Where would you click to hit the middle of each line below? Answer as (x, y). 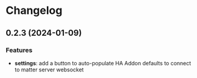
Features (19, 50)
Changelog (34, 11)
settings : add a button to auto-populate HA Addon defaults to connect (103, 63)
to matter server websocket (49, 70)
